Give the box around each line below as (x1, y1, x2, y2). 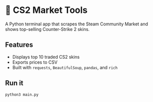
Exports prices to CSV (12, 59, 58, 65)
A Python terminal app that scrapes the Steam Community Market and (5, 21, 149, 27)
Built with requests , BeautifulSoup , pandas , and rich (12, 64, 118, 70)
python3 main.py (5, 92, 39, 97)
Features (5, 41, 33, 49)
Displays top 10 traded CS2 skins (12, 54, 80, 60)
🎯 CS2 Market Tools (5, 4, 88, 16)
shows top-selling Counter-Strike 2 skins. (5, 26, 90, 32)
